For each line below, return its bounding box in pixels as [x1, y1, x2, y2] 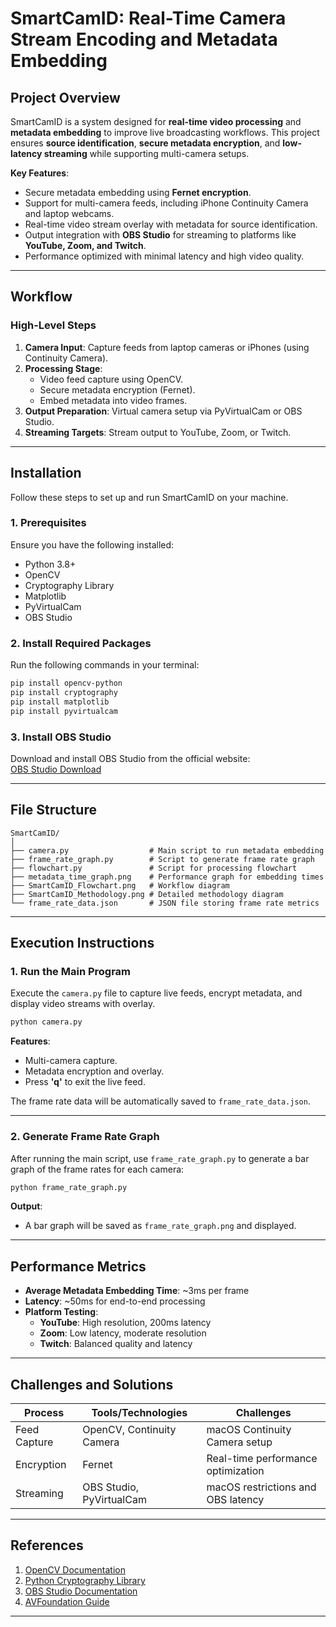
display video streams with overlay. [10, 998, 156, 1010]
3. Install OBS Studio [10, 730, 112, 744]
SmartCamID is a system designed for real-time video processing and [10, 116, 302, 127]
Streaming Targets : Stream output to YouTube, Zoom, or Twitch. [24, 426, 292, 438]
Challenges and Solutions [10, 1376, 174, 1393]
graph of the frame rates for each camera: [10, 1163, 185, 1175]
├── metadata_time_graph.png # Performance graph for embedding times [10, 872, 325, 882]
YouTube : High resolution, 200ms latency [39, 1317, 212, 1329]
